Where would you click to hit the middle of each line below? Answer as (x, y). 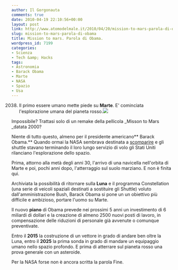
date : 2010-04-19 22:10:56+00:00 (47, 19)
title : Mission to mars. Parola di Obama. (57, 39)
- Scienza (22, 53)
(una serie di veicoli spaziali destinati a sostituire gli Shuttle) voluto (82, 189)
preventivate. (25, 226)
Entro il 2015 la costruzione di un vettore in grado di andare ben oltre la (86, 236)
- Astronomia (25, 67)
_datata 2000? (27, 127)
